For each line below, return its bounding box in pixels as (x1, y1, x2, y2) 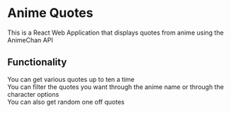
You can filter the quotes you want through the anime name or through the (7, 83, 225, 91)
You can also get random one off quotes (7, 97, 125, 106)
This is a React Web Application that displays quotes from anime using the (7, 28, 225, 37)
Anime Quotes (7, 5, 94, 21)
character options (7, 90, 60, 98)
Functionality (7, 56, 67, 69)
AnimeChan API (7, 35, 53, 44)
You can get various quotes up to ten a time (7, 75, 135, 83)
